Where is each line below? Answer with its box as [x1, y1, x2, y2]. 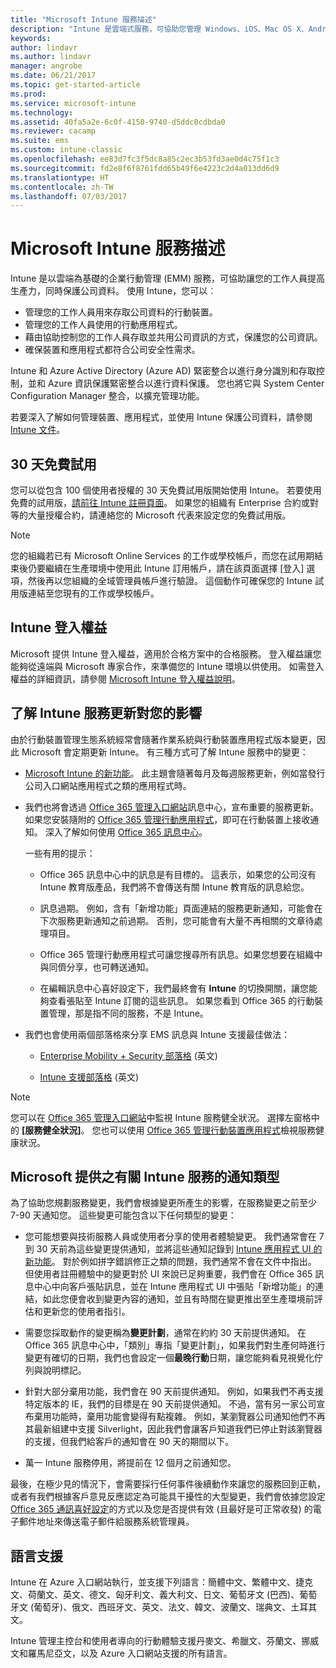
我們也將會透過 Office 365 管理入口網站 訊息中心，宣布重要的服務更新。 [24, 801, 320, 813]
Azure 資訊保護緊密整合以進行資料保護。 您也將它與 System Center [47, 377, 325, 390]
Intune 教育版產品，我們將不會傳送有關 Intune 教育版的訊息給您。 [39, 881, 310, 893]
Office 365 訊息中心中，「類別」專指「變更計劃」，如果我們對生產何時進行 [24, 1339, 326, 1351]
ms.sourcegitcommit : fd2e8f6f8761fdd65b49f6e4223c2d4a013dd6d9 [10, 163, 280, 173]
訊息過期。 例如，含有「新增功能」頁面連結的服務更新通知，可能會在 [39, 902, 323, 914]
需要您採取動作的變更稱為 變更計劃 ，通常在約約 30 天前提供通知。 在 [24, 1327, 307, 1339]
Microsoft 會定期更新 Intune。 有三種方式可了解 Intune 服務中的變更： [21, 746, 309, 758]
